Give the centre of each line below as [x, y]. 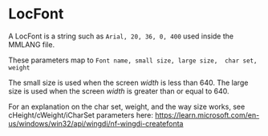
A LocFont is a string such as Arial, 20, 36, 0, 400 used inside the [121, 36]
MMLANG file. [31, 44]
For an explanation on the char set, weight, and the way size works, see [127, 106]
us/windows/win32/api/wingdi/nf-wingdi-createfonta [96, 123]
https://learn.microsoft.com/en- [207, 115]
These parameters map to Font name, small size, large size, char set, [133, 60]
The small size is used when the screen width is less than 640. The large [128, 82]
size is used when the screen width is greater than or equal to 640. [119, 91]
